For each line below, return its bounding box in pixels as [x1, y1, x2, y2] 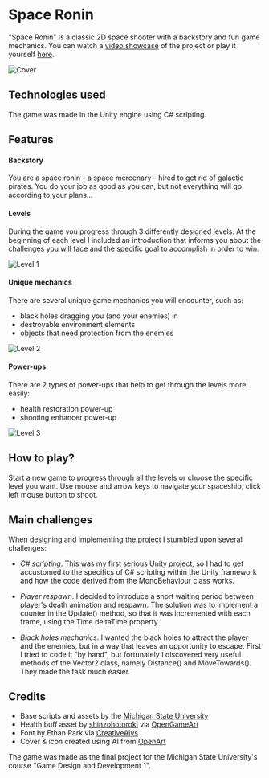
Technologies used [8, 88, 106, 102]
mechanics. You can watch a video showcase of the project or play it [8, 40, 236, 50]
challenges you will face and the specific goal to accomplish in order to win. [8, 244, 259, 253]
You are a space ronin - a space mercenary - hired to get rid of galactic [8, 173, 244, 182]
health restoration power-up [19, 403, 113, 413]
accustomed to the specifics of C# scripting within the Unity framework [19, 567, 257, 576]
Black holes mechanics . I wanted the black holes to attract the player [19, 633, 249, 642]
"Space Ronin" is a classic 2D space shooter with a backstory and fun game [8, 32, 260, 42]
